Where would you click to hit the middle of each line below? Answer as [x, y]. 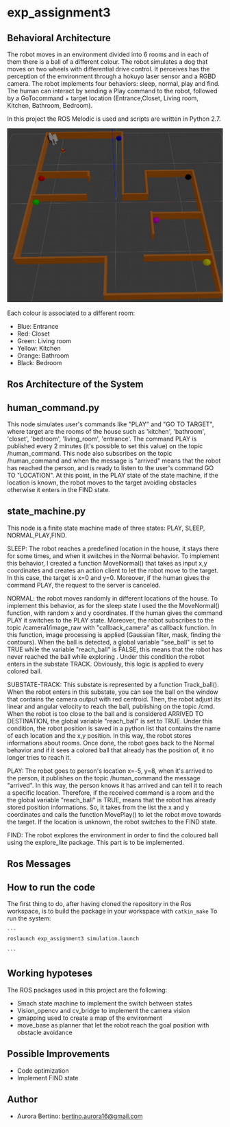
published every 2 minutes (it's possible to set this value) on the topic [105, 446]
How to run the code [51, 887]
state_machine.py [47, 512]
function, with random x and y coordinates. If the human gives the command [115, 613]
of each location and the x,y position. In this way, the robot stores [99, 735]
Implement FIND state [48, 1078]
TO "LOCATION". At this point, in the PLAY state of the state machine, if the [113, 476]
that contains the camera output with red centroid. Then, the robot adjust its [114, 699]
